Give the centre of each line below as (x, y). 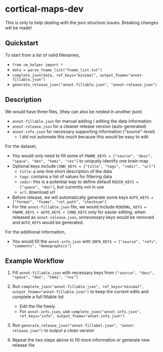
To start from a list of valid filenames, (43, 55)
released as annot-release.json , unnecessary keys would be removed (83, 217)
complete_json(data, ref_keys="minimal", (55, 75)
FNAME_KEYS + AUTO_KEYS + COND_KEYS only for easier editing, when (79, 212)
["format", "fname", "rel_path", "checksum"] (59, 202)
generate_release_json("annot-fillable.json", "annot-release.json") (85, 85)
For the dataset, (21, 146)
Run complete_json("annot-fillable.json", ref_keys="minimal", (78, 286)
